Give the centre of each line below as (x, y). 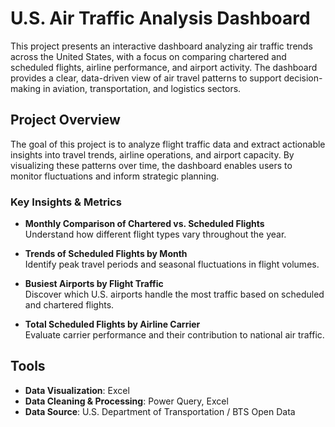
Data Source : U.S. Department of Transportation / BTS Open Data (160, 411)
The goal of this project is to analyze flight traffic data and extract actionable (168, 144)
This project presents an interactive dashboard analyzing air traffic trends (161, 46)
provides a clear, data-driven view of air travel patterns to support (146, 78)
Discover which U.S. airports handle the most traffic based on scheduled (174, 294)
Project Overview (65, 120)
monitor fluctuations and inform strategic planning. (115, 176)
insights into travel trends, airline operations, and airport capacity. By (152, 154)
